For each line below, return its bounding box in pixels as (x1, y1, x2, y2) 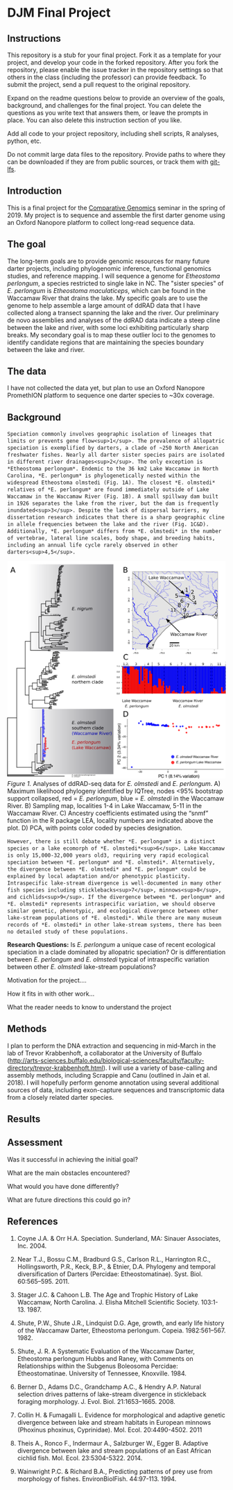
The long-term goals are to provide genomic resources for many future (7, 257, 210, 265)
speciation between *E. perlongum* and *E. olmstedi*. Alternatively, (7, 859, 216, 866)
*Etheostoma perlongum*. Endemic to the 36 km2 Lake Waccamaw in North (7, 465, 218, 473)
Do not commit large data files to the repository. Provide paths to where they (7, 151, 226, 158)
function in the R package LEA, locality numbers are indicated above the (7, 816, 214, 824)
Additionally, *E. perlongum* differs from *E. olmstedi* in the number (7, 528, 222, 535)
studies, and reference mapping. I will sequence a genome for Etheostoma (7, 271, 221, 280)
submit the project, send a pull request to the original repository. (7, 81, 191, 88)
